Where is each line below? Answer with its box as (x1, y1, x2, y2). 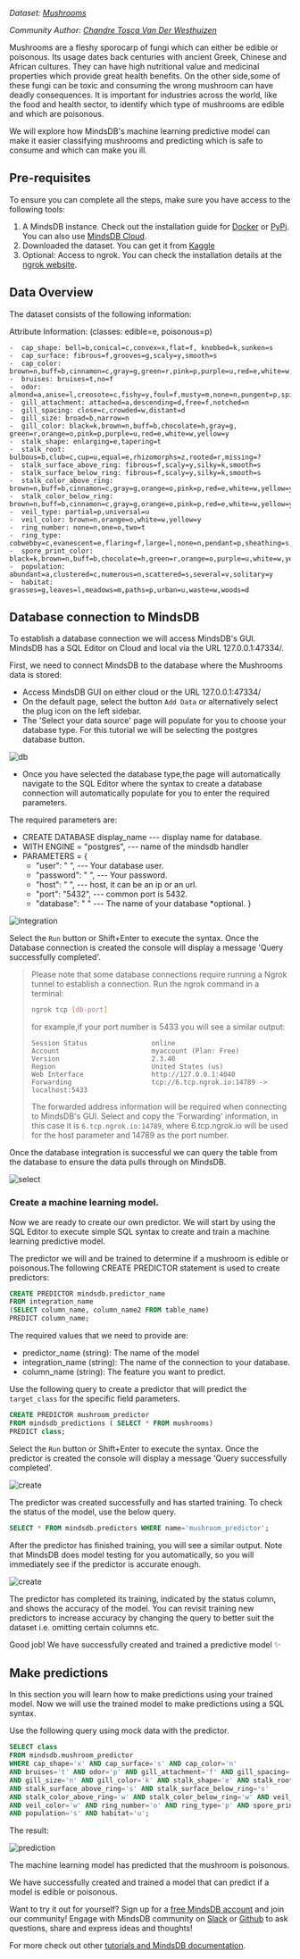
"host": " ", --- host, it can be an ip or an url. (35, 879, 198, 890)
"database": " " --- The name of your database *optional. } (35, 898, 252, 909)
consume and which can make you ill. (9, 145, 147, 155)
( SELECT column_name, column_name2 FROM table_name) (9, 1305, 210, 1315)
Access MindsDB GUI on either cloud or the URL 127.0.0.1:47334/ (21, 687, 262, 697)
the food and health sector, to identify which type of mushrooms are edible (9, 99, 285, 110)
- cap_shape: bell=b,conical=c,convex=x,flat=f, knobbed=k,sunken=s (9, 343, 274, 352)
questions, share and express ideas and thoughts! (9, 1923, 194, 1934)
